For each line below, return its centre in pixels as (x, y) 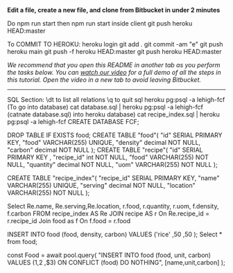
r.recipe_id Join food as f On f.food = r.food (69, 221)
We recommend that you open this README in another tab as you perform (114, 65)
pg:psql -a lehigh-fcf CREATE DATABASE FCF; (73, 122)
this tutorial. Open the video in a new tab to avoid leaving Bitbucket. (104, 80)
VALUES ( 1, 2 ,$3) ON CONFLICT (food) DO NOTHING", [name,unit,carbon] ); (116, 262)
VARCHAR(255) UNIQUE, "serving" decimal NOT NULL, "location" (101, 185)
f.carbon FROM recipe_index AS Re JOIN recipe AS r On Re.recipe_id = (109, 213)
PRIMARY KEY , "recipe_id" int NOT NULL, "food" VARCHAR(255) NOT (108, 157)
